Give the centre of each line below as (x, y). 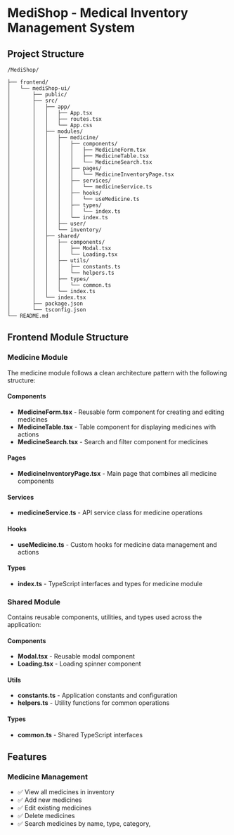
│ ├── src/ (33, 101)
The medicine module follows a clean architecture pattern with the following (117, 373)
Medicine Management (47, 777)
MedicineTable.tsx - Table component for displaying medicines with (117, 427)
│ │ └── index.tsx (47, 297)
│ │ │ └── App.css (50, 125)
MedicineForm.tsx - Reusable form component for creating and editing (121, 412)
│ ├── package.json (45, 304)
